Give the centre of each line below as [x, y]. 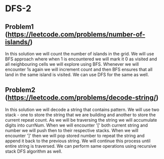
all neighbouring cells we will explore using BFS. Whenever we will [72, 64]
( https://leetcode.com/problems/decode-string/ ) [82, 98]
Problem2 [20, 90]
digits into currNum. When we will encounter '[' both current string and [77, 125]
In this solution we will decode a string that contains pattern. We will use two [82, 109]
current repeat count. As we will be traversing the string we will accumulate [81, 120]
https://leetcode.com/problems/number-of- [76, 34]
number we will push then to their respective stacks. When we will [72, 130]
